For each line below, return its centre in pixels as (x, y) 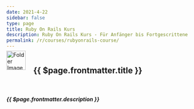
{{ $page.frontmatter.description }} (53, 99)
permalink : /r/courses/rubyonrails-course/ (63, 40)
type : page (20, 23)
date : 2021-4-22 (27, 12)
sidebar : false (26, 18)
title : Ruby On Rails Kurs (41, 29)
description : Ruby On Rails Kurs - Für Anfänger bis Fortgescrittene (97, 35)
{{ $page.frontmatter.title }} (88, 71)
